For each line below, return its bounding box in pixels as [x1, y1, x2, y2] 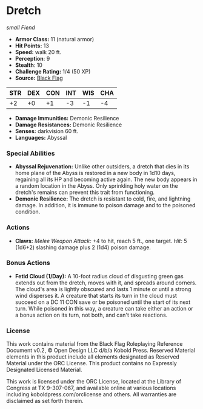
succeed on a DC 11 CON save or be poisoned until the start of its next [15, 298, 191, 306]
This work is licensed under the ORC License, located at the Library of [6, 378, 182, 385]
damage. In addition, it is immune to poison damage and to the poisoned [15, 202, 196, 209]
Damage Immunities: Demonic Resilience [15, 114, 119, 122]
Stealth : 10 [15, 61, 42, 69]
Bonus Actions [6, 259, 50, 267]
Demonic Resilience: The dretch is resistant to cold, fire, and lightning [15, 195, 191, 202]
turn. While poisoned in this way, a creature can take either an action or [15, 304, 194, 312]
